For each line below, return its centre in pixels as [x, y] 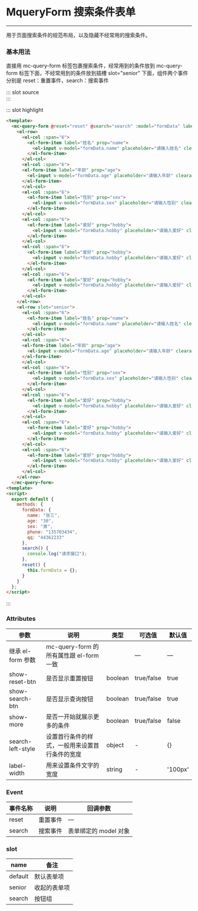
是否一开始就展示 [70, 716]
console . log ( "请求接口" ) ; [57, 554]
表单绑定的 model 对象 [99, 831]
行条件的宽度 [64, 754]
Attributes [21, 619]
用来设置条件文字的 [73, 765]
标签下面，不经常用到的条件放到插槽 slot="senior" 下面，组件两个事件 [103, 73]
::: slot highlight [25, 110]
